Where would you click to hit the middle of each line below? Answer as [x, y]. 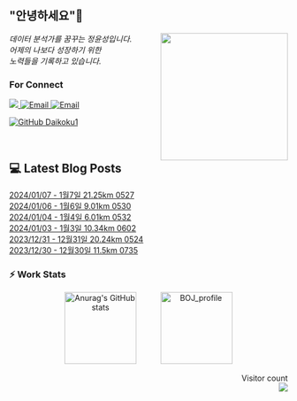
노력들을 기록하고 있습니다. [55, 61]
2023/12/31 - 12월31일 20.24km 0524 [76, 239]
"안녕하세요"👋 [46, 16]
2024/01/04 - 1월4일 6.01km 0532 [70, 217]
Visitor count [265, 378]
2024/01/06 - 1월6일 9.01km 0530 [70, 205]
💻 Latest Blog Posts [65, 168]
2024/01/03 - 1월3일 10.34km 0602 [73, 227]
